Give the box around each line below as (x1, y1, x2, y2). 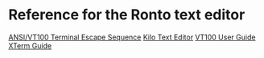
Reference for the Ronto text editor (8, 6, 245, 24)
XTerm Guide (8, 40, 52, 50)
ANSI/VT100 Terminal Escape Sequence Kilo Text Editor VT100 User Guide (8, 32, 256, 42)
